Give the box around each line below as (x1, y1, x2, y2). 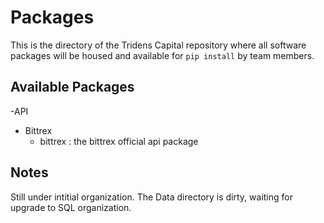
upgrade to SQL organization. (10, 201, 132, 213)
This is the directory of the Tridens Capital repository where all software (10, 39, 307, 51)
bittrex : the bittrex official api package (39, 135, 199, 147)
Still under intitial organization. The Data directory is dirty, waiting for (10, 191, 293, 203)
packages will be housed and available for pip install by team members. (10, 49, 315, 61)
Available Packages (10, 79, 135, 96)
